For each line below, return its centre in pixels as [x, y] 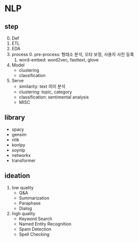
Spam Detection [35, 229]
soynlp [18, 150]
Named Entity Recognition [45, 224]
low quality [22, 187]
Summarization [34, 198]
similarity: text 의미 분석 [42, 86]
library [15, 118]
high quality [23, 213]
